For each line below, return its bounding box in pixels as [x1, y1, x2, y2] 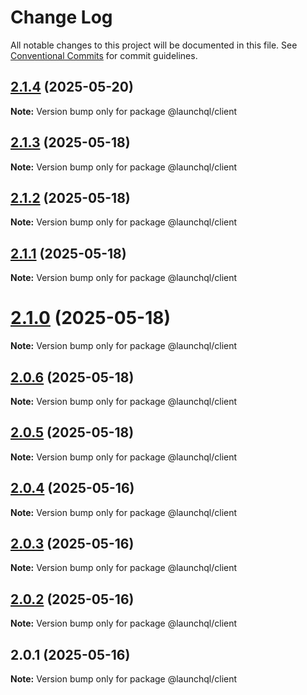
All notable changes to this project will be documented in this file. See [10, 39, 298, 51]
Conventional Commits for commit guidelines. [10, 49, 198, 61]
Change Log [10, 6, 113, 29]
